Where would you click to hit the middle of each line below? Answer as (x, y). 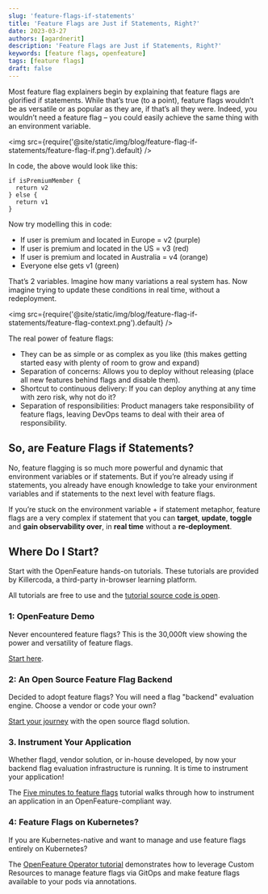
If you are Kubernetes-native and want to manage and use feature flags (127, 840)
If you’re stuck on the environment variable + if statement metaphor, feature (134, 509)
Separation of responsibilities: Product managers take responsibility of (137, 405)
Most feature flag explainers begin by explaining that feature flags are (124, 91)
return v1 (32, 202)
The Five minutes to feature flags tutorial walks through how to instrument (131, 793)
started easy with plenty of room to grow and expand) (110, 362)
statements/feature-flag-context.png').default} (86, 322)
